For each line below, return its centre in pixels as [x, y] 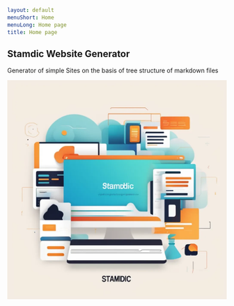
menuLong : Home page [37, 25]
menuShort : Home [31, 17]
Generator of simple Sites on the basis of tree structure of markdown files [113, 71]
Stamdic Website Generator [69, 54]
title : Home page [32, 32]
